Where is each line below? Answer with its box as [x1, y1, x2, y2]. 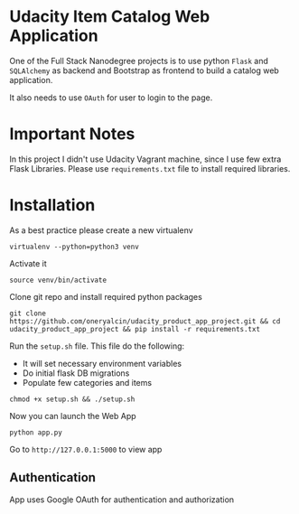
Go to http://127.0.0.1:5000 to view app [9, 444, 163, 454]
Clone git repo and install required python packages [9, 291, 203, 302]
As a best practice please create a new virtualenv [9, 224, 193, 236]
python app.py [9, 427, 63, 437]
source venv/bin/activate [9, 276, 107, 285]
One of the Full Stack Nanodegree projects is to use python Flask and [9, 55, 269, 66]
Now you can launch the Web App [9, 410, 137, 421]
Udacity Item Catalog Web [9, 6, 210, 27]
